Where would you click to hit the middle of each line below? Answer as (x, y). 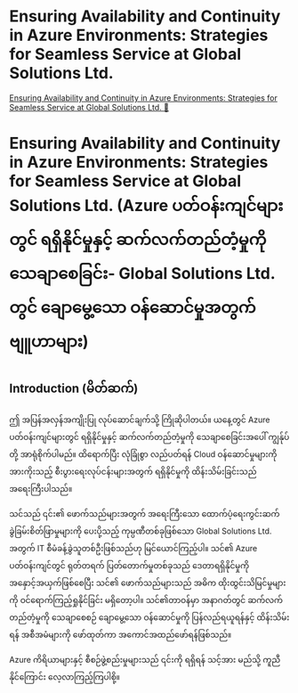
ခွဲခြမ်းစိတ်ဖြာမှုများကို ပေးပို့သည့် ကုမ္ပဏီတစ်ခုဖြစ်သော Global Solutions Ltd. (141, 531)
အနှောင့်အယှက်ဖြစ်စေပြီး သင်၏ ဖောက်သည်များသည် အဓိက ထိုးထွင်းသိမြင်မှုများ (148, 583)
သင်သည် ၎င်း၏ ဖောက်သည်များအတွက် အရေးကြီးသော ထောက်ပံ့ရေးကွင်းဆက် (145, 513)
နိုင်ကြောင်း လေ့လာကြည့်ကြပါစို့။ (64, 677)
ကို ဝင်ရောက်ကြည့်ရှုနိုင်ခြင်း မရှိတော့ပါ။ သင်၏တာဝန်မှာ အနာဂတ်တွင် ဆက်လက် (146, 599)
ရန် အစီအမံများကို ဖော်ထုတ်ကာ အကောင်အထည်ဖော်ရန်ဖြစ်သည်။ (121, 634)
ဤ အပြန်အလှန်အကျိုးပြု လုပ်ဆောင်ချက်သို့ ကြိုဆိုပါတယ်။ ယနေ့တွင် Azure (140, 420)
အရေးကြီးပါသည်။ (41, 488)
